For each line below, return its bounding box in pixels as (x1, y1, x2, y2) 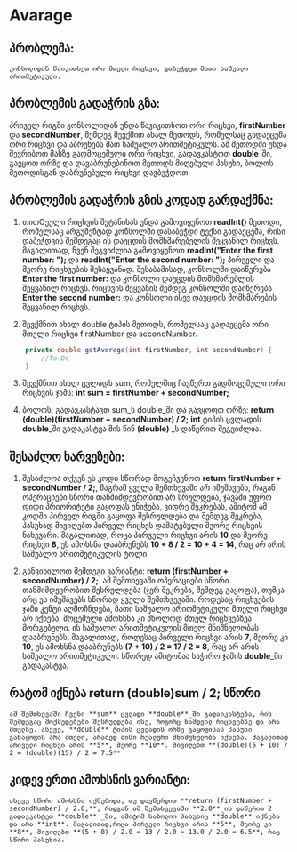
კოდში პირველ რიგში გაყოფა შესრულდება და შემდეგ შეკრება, (21, 510, 264, 521)
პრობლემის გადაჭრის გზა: (9, 96, 161, 111)
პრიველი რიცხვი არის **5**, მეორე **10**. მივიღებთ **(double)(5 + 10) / (9, 740, 289, 750)
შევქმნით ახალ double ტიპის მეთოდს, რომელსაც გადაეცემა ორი (21, 318, 269, 329)
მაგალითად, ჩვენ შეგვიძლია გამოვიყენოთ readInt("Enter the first (21, 245, 274, 255)
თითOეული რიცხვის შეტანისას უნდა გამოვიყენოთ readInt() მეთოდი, (21, 216, 283, 227)
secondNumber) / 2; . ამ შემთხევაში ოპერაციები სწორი (21, 575, 229, 586)
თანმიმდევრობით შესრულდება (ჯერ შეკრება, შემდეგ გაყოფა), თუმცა (21, 584, 285, 596)
